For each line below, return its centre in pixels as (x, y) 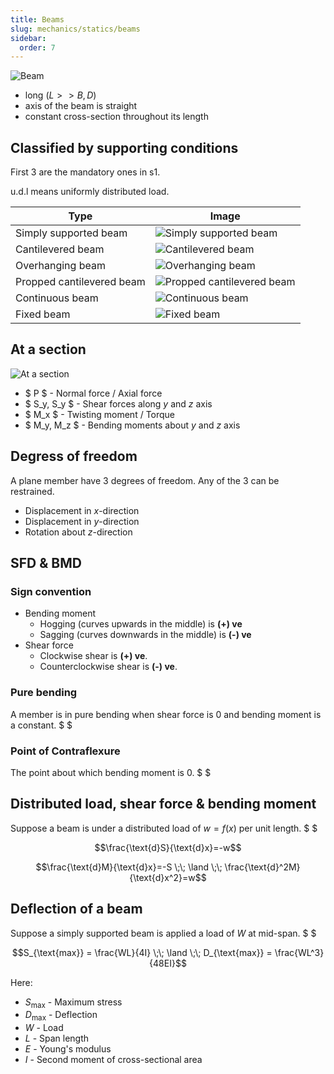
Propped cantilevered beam (80, 282)
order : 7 (37, 47)
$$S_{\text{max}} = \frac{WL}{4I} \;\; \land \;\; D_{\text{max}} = (142, 952)
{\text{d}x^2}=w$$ (168, 877)
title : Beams (37, 19)
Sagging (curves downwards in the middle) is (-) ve (145, 635)
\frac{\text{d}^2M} (262, 867)
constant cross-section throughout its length (116, 117)
